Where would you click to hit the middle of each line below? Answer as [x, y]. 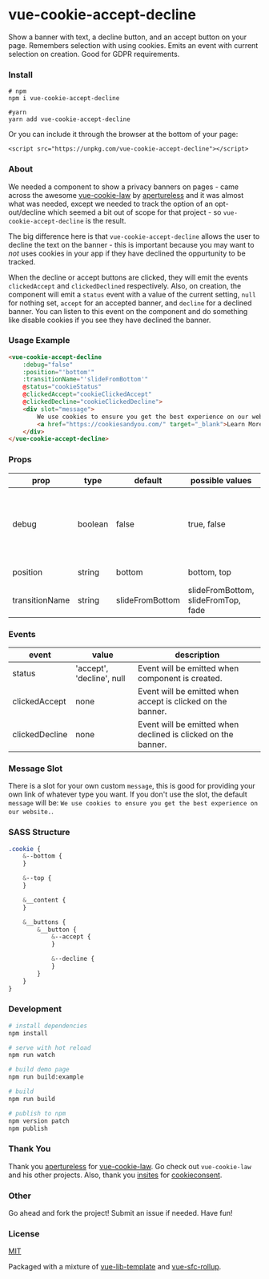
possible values [221, 480]
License [24, 1233]
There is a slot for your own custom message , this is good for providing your [132, 786]
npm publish [28, 1128]
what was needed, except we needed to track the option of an [111, 204]
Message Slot [35, 769]
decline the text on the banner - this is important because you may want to [131, 244]
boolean [93, 524]
